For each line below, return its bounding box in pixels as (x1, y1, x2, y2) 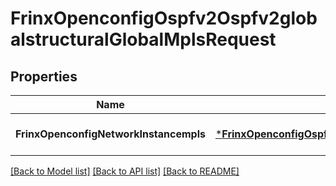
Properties (10, 68, 78, 85)
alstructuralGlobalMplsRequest (10, 28, 277, 51)
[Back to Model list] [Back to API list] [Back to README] (10, 165, 240, 177)
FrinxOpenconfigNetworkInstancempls (15, 127, 206, 141)
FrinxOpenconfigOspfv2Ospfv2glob (10, 7, 318, 30)
